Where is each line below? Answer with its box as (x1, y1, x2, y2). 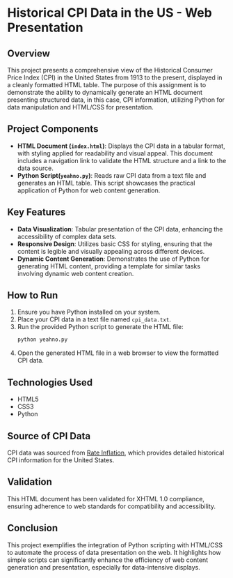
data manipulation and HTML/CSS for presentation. (7, 103, 154, 111)
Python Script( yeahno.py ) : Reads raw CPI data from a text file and (17, 171, 207, 179)
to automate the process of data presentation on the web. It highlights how (7, 548, 221, 556)
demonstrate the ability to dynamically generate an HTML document (7, 89, 203, 96)
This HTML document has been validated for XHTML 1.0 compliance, (7, 494, 205, 503)
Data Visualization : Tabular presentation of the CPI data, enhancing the (17, 225, 223, 233)
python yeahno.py (17, 336, 68, 343)
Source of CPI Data (7, 430, 91, 442)
